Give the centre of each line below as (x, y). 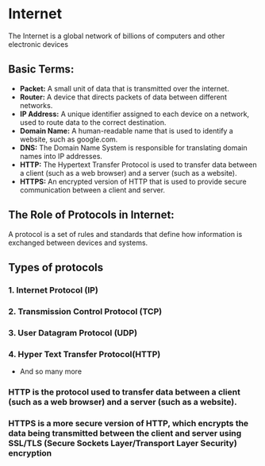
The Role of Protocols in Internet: (91, 215)
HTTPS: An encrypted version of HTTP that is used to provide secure (133, 181)
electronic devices (38, 44)
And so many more (50, 371)
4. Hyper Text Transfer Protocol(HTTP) (84, 354)
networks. (36, 105)
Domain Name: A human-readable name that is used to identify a (127, 130)
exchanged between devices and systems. (78, 243)
